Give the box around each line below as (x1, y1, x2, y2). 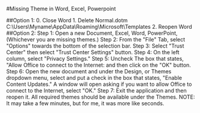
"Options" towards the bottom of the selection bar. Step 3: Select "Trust (6, 42, 184, 49)
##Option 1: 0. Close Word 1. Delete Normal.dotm (6, 17, 128, 23)
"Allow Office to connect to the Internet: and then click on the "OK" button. (6, 61, 192, 69)
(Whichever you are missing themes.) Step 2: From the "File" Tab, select (6, 36, 186, 43)
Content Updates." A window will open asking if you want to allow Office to (6, 81, 192, 88)
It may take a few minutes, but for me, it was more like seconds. (6, 100, 164, 107)
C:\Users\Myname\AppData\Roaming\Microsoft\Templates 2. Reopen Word (6, 23, 193, 30)
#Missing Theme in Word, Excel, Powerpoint (6, 5, 116, 12)
